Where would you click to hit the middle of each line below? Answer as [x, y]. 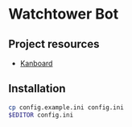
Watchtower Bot [64, 14]
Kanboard [36, 63]
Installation [37, 89]
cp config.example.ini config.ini [66, 107]
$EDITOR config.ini [41, 115]
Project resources [54, 44]
